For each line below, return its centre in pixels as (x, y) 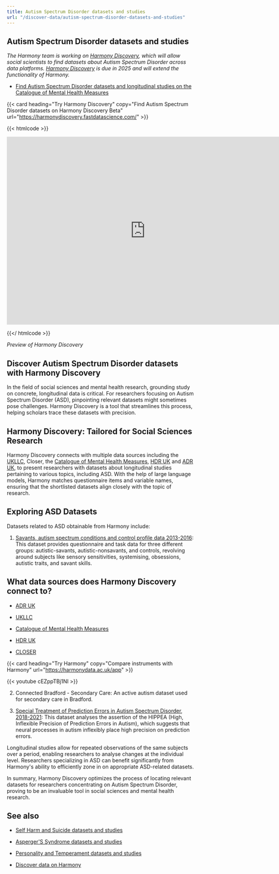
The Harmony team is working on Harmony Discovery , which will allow (94, 56)
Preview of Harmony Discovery (45, 345)
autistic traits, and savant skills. (54, 563)
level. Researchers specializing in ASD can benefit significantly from (90, 760)
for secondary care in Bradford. (54, 699)
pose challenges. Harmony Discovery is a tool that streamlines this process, (100, 406)
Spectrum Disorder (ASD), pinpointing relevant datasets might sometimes (97, 400)
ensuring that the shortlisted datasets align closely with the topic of (89, 486)
